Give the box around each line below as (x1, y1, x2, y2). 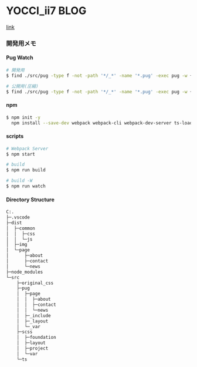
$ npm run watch (6, 183, 46, 189)
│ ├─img (6, 242, 28, 248)
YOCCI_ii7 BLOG (6, 4, 87, 18)
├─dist (6, 220, 22, 225)
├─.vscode (6, 214, 30, 221)
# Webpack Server (6, 146, 49, 151)
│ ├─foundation (16, 335, 57, 341)
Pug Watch (6, 54, 33, 61)
